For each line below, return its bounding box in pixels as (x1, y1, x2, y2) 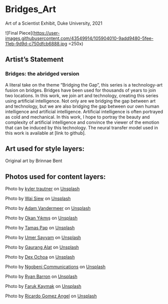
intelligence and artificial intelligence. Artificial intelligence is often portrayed (5, 108, 163, 114)
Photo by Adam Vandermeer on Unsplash (5, 205, 91, 211)
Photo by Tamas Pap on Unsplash (5, 225, 75, 231)
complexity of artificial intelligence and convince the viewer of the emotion (5, 119, 159, 125)
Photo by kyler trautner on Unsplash (5, 186, 80, 192)
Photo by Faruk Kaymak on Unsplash (5, 283, 82, 289)
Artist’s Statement (5, 55, 64, 64)
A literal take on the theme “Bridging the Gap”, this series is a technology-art (5, 82, 163, 88)
